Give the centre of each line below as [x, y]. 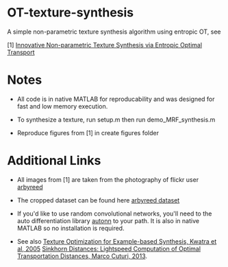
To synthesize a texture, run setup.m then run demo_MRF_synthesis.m [116, 119]
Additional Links [54, 161]
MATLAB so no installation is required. [71, 228]
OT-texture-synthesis [71, 13]
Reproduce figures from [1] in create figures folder [88, 132]
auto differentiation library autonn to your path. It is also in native [108, 220]
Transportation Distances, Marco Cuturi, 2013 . [82, 256]
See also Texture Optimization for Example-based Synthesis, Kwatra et [117, 241]
